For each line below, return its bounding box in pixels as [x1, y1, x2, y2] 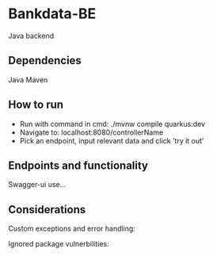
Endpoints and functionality [8, 159, 149, 172]
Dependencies [8, 54, 82, 67]
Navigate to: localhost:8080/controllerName [19, 128, 164, 137]
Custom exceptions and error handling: [8, 224, 136, 234]
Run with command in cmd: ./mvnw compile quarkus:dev [19, 119, 206, 128]
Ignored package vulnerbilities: [8, 239, 109, 249]
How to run [8, 98, 64, 112]
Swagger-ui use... [8, 180, 67, 189]
